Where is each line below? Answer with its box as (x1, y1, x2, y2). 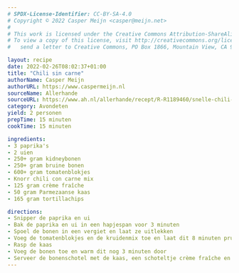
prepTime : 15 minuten (7, 116, 72, 123)
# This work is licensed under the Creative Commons (7, 30, 167, 38)
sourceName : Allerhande (7, 90, 78, 97)
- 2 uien (7, 149, 33, 156)
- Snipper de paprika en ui (7, 215, 91, 222)
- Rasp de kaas (7, 241, 53, 248)
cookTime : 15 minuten (7, 123, 72, 130)
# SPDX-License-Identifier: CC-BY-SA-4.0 (7, 10, 132, 18)
